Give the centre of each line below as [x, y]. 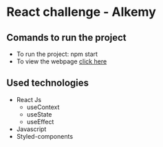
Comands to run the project [66, 38]
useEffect [40, 121]
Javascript [31, 129]
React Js [29, 99]
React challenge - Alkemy [81, 12]
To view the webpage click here [62, 61]
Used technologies [48, 83]
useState [39, 114]
